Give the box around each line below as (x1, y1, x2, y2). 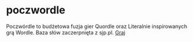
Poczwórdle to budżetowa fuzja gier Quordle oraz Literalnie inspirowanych (6, 23, 188, 30)
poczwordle (6, 3, 66, 17)
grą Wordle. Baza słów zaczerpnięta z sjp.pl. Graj (6, 29, 126, 36)
